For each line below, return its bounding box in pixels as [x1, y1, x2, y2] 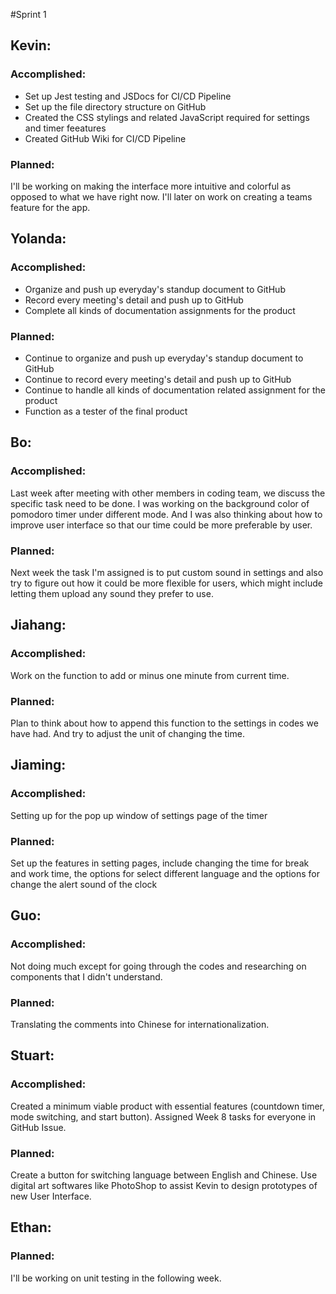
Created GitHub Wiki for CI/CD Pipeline [24, 132, 187, 144]
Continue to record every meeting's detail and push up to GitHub [24, 373, 292, 385]
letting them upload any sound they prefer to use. [10, 587, 214, 599]
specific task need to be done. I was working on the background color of [10, 497, 310, 509]
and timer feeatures [24, 122, 107, 134]
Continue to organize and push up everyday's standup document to [24, 352, 304, 364]
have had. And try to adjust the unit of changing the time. [10, 727, 245, 739]
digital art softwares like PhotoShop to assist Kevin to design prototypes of [10, 1179, 318, 1191]
